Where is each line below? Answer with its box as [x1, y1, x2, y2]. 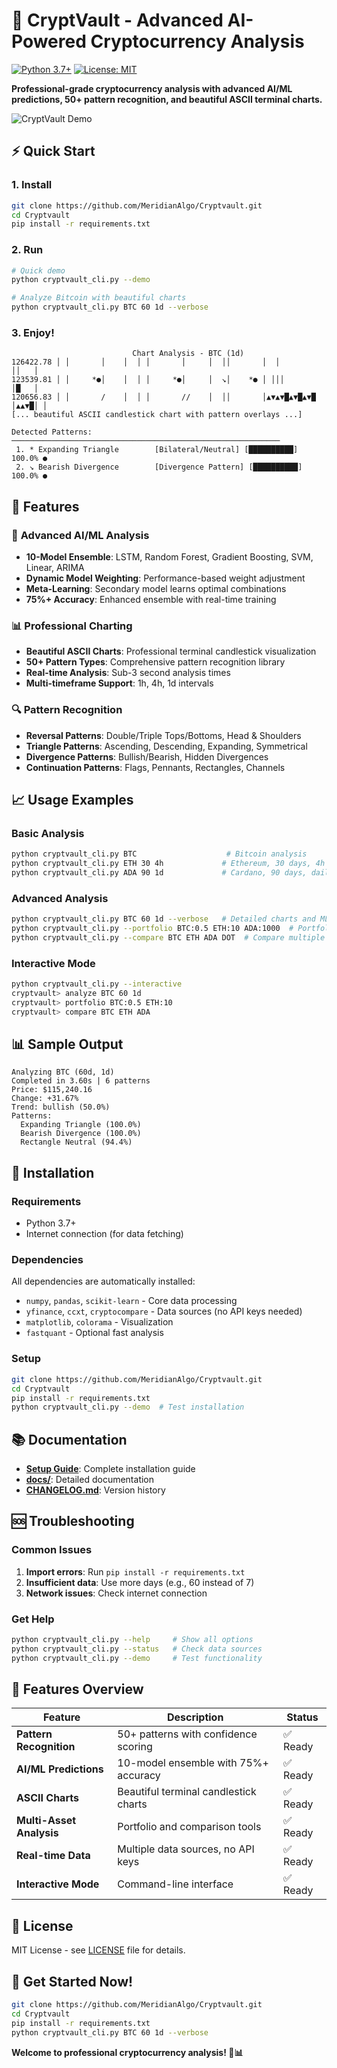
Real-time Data [16, 1849, 91, 1863]
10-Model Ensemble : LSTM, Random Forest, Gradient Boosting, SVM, [25, 551, 314, 563]
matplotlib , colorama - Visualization [25, 1316, 174, 1328]
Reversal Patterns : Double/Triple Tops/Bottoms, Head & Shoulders [25, 729, 302, 741]
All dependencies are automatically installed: [11, 1275, 196, 1288]
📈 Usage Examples [11, 792, 134, 809]
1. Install [11, 178, 53, 192]
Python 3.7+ [25, 1217, 77, 1229]
